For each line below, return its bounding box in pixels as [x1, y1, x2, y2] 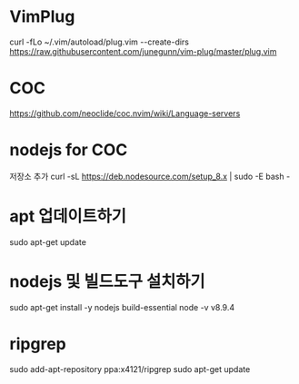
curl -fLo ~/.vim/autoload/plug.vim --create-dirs [9, 36, 189, 47]
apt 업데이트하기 [9, 206, 127, 226]
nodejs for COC [9, 140, 128, 161]
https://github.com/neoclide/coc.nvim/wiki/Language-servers [9, 107, 241, 119]
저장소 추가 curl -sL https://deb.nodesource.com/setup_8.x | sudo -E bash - [9, 171, 291, 182]
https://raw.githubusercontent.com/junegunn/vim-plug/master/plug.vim [9, 45, 277, 56]
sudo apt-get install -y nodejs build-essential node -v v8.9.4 [9, 301, 234, 312]
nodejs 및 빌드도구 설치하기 [9, 271, 205, 291]
